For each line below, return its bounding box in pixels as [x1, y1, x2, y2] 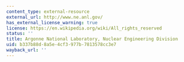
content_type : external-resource [6, 8, 90, 15]
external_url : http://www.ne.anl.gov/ [6, 14, 103, 20]
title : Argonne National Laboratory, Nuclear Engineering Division [6, 36, 179, 42]
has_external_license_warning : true [6, 19, 98, 25]
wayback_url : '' [6, 47, 47, 53]
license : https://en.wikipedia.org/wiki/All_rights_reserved [6, 25, 162, 31]
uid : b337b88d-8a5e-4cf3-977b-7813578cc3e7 [6, 42, 117, 48]
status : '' [6, 31, 34, 37]
